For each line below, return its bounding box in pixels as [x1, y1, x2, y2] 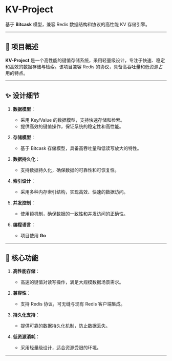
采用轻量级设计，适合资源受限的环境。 [20, 345, 101, 351]
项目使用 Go [20, 232, 46, 238]
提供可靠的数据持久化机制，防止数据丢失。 [20, 322, 111, 329]
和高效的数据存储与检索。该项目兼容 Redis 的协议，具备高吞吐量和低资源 [5, 63, 159, 70]
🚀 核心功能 [5, 253, 38, 262]
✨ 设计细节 [5, 91, 40, 100]
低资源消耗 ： [12, 334, 40, 340]
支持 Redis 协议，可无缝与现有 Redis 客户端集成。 [20, 301, 125, 307]
